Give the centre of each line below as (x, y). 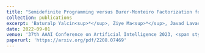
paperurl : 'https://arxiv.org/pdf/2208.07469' (67, 40)
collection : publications (39, 18)
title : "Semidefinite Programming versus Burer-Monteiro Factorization (99, 12)
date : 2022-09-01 (28, 29)
